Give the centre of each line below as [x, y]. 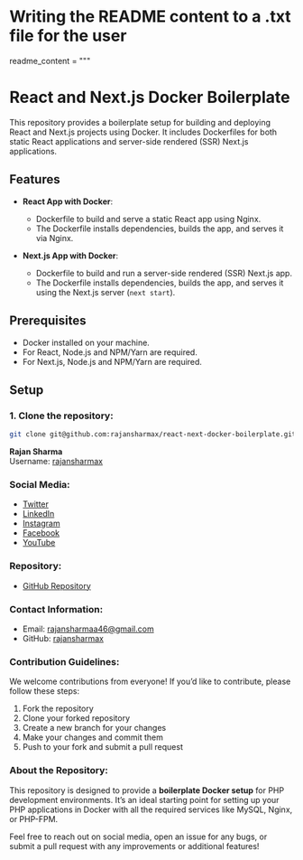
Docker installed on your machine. [86, 342]
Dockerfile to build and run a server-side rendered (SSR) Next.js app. [164, 273]
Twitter [36, 504]
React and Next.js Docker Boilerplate [150, 98]
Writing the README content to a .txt [150, 17]
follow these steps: [44, 691]
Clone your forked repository [76, 718]
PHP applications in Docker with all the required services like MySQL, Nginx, [151, 809]
